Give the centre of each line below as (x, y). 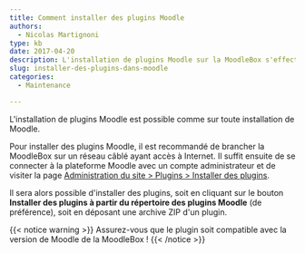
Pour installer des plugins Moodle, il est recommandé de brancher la (137, 146)
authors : (26, 26)
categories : (32, 77)
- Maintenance (44, 85)
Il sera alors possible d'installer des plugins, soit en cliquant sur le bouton (147, 192)
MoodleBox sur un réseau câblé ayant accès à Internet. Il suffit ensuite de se (152, 156)
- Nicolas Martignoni (59, 34)
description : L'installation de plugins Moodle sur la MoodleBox (135, 60)
